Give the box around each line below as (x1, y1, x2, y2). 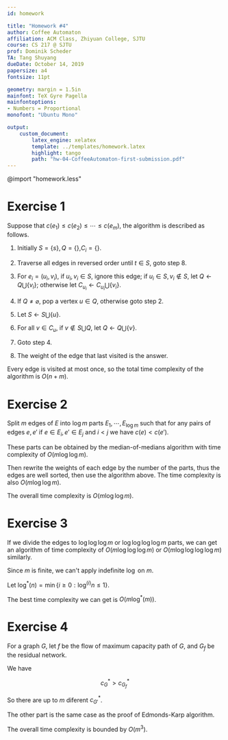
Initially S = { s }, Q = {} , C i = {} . (16, 243, 102, 254)
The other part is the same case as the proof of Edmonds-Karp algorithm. (7, 710, 215, 719)
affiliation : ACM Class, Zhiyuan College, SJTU (7, 35, 146, 42)
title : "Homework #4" (7, 22, 69, 30)
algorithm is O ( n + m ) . (7, 372, 68, 381)
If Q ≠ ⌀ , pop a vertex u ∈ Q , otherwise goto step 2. (16, 297, 164, 305)
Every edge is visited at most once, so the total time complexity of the (7, 365, 204, 373)
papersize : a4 (7, 67, 48, 74)
